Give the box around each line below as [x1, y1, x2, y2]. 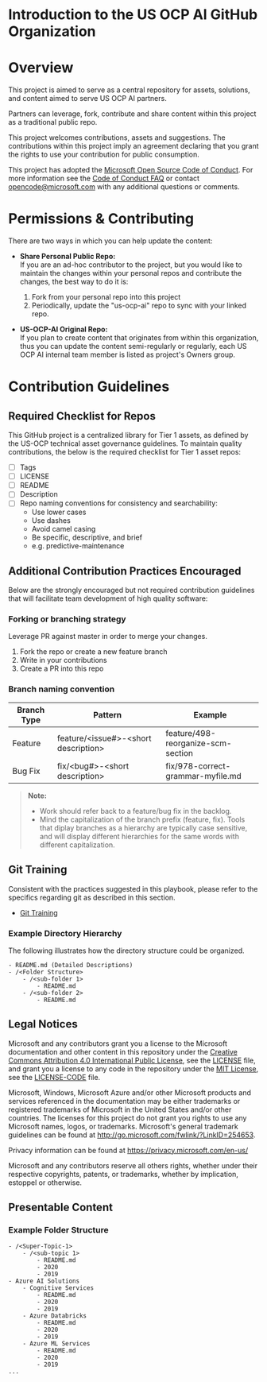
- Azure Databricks [22, 1312, 87, 1320]
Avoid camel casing [31, 525, 96, 534]
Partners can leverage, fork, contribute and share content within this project [8, 109, 257, 118]
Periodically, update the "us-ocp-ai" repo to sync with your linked [31, 300, 246, 311]
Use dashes [31, 516, 72, 525]
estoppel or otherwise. [8, 1178, 82, 1187]
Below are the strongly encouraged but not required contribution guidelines [8, 586, 255, 595]
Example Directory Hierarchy [8, 927, 122, 939]
